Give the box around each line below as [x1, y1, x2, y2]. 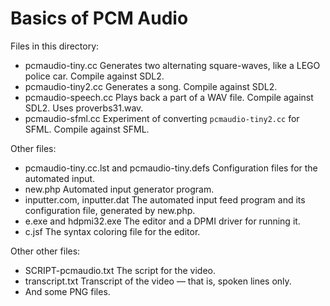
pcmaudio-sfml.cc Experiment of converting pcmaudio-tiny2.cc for [24, 112, 300, 124]
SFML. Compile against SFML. [24, 123, 150, 135]
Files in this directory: [10, 40, 100, 52]
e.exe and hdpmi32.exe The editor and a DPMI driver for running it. [24, 215, 301, 227]
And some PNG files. [24, 285, 111, 297]
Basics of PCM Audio [10, 7, 189, 30]
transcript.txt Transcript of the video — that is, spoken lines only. [24, 275, 292, 287]
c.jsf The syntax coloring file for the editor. [24, 225, 201, 237]
